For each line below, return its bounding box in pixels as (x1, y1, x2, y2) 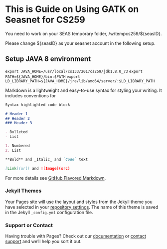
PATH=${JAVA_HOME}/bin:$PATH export (5, 74, 81, 79)
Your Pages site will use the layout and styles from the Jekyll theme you (5, 199, 153, 205)
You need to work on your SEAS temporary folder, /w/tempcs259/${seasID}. (5, 30, 162, 36)
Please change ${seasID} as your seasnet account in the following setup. (5, 40, 156, 46)
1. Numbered (5, 143, 30, 148)
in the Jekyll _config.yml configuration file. (5, 209, 93, 215)
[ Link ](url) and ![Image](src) (5, 166, 70, 171)
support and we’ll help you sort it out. (5, 239, 82, 245)
